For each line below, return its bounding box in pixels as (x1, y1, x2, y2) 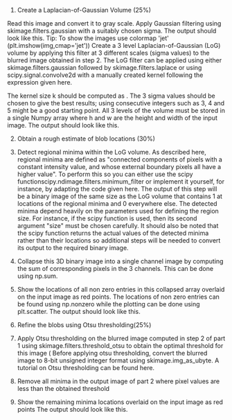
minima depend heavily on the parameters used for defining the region (17, 207, 220, 215)
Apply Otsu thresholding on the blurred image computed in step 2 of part (17, 334, 226, 342)
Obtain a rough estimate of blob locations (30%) (17, 134, 156, 143)
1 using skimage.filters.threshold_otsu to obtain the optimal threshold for (17, 342, 224, 349)
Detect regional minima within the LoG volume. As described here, (17, 148, 206, 156)
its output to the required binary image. (17, 244, 130, 252)
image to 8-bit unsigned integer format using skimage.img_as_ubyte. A (17, 356, 220, 365)
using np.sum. (17, 272, 58, 280)
